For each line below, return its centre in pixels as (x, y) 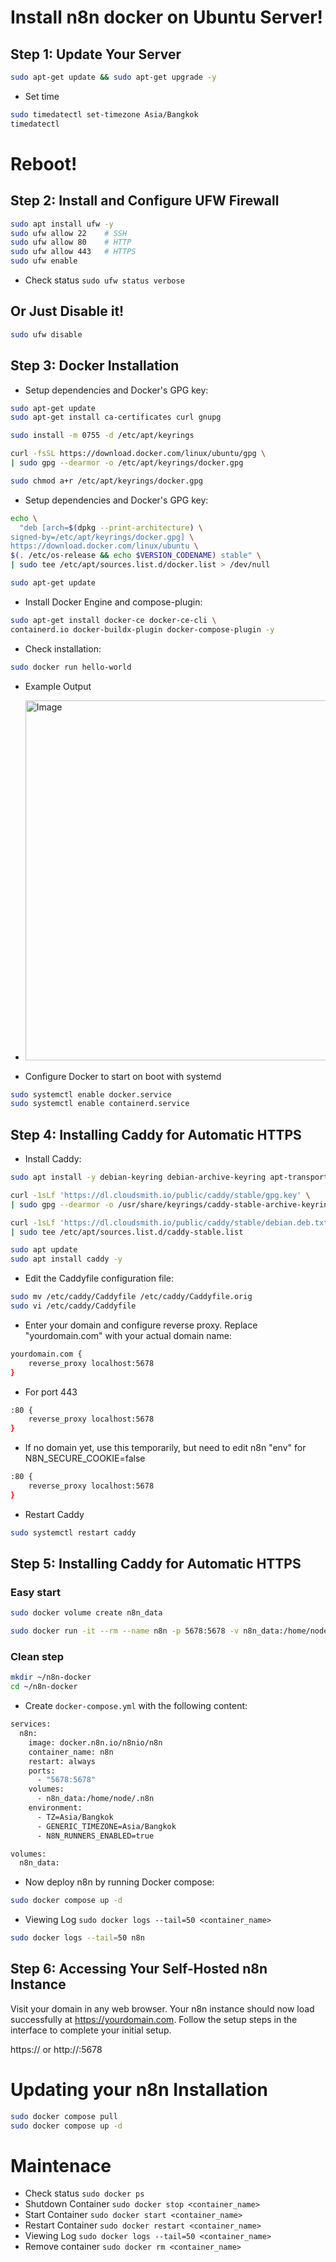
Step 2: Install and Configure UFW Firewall (145, 201)
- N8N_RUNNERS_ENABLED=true (95, 1836)
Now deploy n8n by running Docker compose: (119, 1882)
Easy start (36, 1592)
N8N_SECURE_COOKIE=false (85, 1458)
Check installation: (63, 648)
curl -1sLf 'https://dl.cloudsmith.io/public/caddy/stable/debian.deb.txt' (171, 1222)
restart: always (62, 1761)
